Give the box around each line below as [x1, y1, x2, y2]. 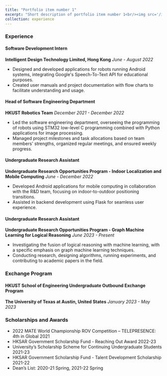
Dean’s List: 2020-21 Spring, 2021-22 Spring [12, 365, 103, 371]
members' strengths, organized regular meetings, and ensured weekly [12, 140, 157, 146]
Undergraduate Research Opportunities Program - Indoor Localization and [5, 168, 162, 174]
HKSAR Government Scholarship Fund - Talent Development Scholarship [12, 354, 162, 360]
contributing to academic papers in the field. [12, 257, 103, 264]
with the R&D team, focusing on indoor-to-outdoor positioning [12, 188, 139, 194]
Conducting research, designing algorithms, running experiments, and [12, 252, 156, 258]
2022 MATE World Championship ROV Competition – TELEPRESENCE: [12, 328, 157, 334]
